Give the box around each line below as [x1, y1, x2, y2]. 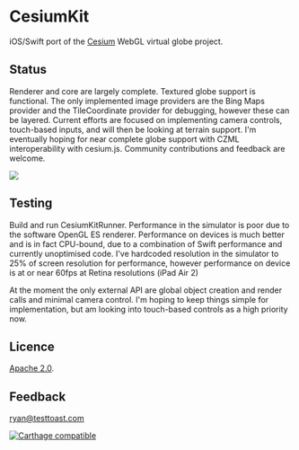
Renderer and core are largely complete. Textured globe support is [9, 85, 256, 96]
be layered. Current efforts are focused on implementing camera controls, [9, 114, 283, 125]
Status [9, 62, 48, 77]
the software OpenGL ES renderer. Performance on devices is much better [9, 229, 285, 240]
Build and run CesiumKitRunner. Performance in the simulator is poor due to [9, 219, 290, 230]
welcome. [9, 153, 46, 163]
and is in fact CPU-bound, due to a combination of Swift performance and [9, 238, 283, 249]
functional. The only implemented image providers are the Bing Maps [9, 95, 265, 106]
